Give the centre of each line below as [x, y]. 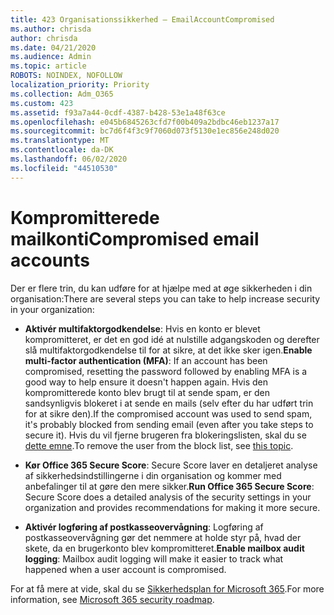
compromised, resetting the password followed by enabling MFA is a [166, 371]
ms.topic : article [48, 66]
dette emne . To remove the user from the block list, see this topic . [159, 445]
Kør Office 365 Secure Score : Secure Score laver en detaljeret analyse [171, 465]
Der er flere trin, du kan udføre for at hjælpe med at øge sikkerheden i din [161, 288]
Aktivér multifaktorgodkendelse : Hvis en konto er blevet [142, 328]
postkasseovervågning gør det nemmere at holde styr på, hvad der [163, 537]
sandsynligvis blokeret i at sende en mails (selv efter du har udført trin [169, 403]
